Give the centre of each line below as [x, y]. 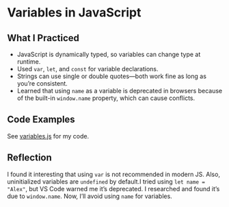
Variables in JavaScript [74, 13]
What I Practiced [43, 38]
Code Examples [41, 120]
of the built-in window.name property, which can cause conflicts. [106, 98]
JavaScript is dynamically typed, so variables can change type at [109, 54]
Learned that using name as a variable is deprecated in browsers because [120, 91]
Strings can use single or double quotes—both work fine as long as [112, 76]
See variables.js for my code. [48, 136]
